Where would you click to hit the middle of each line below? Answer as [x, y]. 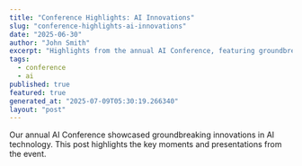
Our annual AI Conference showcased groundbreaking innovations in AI [142, 135]
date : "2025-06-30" [46, 34]
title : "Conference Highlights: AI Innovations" [102, 17]
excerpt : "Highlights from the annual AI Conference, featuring [132, 51]
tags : [19, 59]
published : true [40, 84]
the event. [28, 154]
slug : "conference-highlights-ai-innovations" [98, 26]
